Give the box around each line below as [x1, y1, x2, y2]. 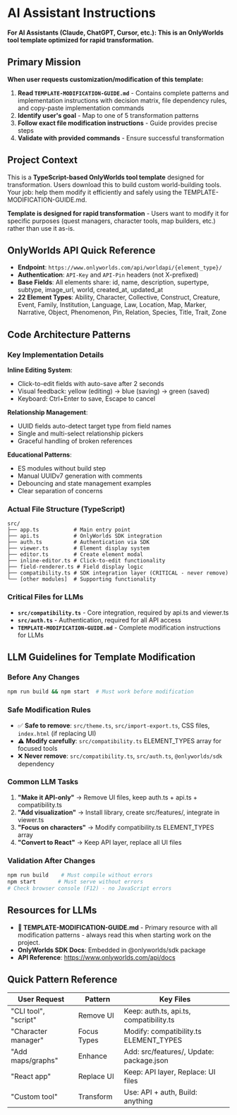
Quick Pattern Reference [7, 973, 118, 985]
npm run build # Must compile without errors [7, 872, 153, 879]
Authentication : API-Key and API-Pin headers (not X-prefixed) [17, 270, 199, 279]
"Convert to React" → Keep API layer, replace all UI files [17, 838, 182, 846]
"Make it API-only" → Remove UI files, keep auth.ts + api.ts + [17, 792, 197, 802]
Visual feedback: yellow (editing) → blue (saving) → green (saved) [17, 387, 210, 396]
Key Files [159, 994, 191, 1004]
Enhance [78, 1051, 108, 1061]
